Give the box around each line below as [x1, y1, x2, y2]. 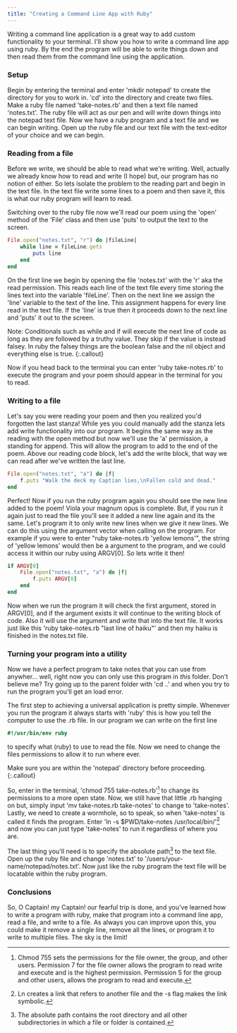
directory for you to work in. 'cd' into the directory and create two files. [7, 93, 214, 102]
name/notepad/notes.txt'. [7, 862, 81, 871]
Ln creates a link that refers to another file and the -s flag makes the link [17, 989, 228, 998]
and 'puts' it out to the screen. [7, 313, 95, 322]
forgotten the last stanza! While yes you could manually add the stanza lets [7, 419, 226, 428]
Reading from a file [7, 148, 74, 158]
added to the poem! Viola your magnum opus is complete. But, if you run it [7, 504, 224, 512]
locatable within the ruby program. [7, 869, 108, 878]
